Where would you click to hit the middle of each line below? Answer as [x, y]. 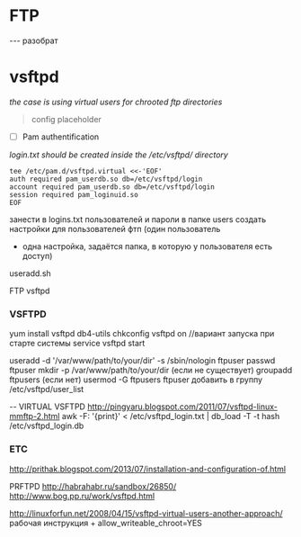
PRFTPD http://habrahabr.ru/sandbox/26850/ [93, 486]
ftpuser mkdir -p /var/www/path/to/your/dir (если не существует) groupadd [151, 371]
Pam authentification [61, 137]
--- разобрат [34, 40]
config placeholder [66, 119]
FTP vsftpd [30, 291]
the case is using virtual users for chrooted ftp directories [116, 102]
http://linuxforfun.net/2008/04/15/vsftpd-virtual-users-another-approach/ [146, 513]
